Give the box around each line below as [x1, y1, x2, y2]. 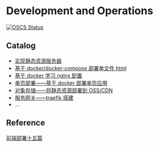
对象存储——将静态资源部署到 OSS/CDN [14, 87, 113, 94]
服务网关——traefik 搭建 [14, 94, 74, 101]
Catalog [6, 41, 36, 51]
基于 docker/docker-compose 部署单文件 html [14, 64, 127, 71]
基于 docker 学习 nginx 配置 [14, 72, 83, 79]
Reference [6, 118, 46, 128]
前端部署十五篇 [6, 134, 43, 141]
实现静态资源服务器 [14, 57, 62, 64]
